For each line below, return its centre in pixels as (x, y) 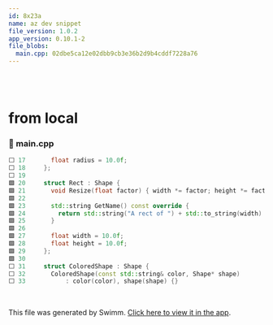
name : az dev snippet (45, 24)
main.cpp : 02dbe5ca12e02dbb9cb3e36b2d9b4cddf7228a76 (107, 54)
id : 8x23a (25, 16)
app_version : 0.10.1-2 (47, 39)
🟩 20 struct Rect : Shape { (64, 184)
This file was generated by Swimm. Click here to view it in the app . (120, 313)
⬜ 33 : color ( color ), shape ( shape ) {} (93, 281)
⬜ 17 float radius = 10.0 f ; (68, 160)
